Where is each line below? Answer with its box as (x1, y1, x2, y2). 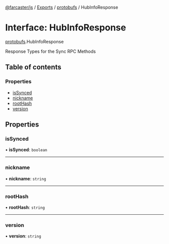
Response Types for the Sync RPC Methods (5, 48, 96, 54)
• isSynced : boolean (5, 147, 48, 153)
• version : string (5, 233, 41, 239)
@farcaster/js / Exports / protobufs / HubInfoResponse (5, 5, 118, 10)
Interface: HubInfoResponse (5, 22, 126, 33)
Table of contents (5, 63, 61, 72)
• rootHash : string (5, 204, 45, 210)
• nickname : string (5, 175, 46, 181)
